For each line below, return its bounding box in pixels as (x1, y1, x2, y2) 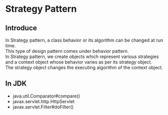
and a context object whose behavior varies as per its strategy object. (5, 59, 152, 65)
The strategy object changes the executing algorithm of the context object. (5, 65, 163, 70)
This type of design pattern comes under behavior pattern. (5, 48, 129, 54)
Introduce (5, 24, 37, 32)
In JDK (5, 79, 27, 88)
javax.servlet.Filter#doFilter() (12, 104, 74, 110)
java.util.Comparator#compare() (12, 93, 80, 99)
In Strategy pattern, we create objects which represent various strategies (5, 53, 159, 60)
